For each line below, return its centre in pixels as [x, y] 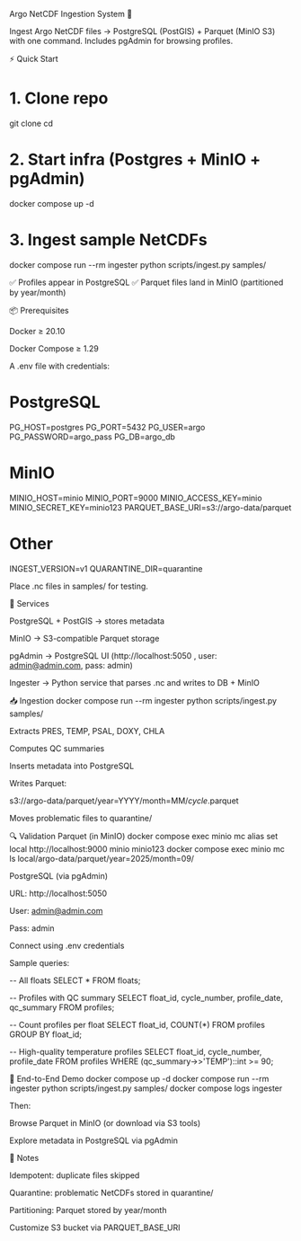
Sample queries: [40, 962]
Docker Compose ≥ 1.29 [54, 348]
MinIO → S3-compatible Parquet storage [84, 638]
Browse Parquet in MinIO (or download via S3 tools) [105, 1122]
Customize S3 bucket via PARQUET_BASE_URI [95, 1228]
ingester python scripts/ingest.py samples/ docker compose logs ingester [146, 1088]
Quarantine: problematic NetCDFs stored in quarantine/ [111, 1192]
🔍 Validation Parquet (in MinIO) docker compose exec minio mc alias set [144, 836]
